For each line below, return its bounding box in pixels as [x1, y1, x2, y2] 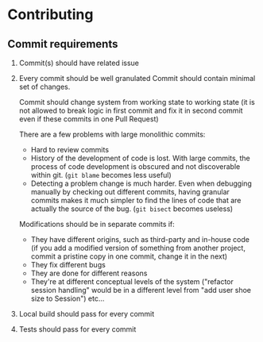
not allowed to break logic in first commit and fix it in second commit [18, 106, 243, 115]
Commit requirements [7, 37, 118, 51]
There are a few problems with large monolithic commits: [18, 129, 206, 139]
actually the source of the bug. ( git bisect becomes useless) [30, 204, 234, 213]
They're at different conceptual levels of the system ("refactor [30, 277, 234, 286]
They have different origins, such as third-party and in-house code [30, 235, 249, 244]
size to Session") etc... [30, 294, 105, 303]
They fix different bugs [30, 260, 106, 269]
